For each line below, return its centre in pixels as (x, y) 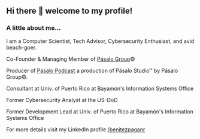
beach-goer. (22, 47)
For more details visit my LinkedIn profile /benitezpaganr (76, 129)
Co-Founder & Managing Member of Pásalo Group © (71, 59)
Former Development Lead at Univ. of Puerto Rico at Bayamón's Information (100, 112)
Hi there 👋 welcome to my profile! (69, 11)
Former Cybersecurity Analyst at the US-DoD (62, 100)
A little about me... (34, 28)
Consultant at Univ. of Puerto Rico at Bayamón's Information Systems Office (100, 88)
